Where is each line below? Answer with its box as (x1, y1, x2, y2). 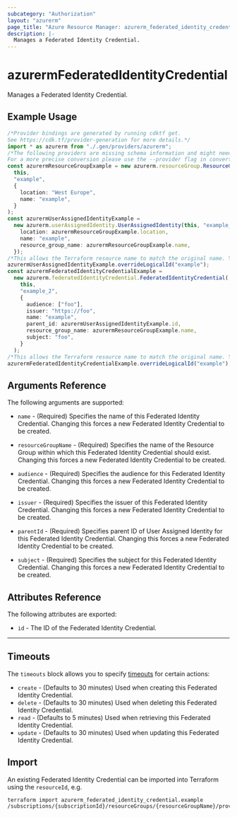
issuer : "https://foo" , (25, 307, 97, 315)
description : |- (7, 30, 55, 37)
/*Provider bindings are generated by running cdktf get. (7, 129, 181, 137)
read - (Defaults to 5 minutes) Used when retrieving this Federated (17, 713, 211, 722)
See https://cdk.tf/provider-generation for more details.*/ (7, 136, 191, 144)
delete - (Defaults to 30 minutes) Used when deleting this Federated (17, 698, 217, 707)
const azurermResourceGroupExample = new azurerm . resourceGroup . (7, 163, 203, 170)
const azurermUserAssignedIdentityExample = (7, 215, 140, 223)
